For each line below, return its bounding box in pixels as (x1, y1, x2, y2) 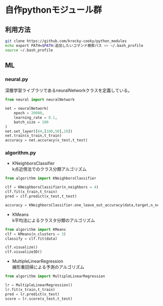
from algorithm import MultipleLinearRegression (5, 274, 105, 279)
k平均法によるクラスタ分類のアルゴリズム (12, 217, 96, 223)
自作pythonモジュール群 (5, 4, 102, 16)
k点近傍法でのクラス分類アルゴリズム (12, 166, 87, 172)
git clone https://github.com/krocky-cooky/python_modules (5, 39, 127, 43)
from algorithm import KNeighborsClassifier (5, 176, 97, 181)
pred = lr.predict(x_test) (5, 291, 60, 297)
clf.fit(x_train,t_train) (5, 189, 57, 194)
